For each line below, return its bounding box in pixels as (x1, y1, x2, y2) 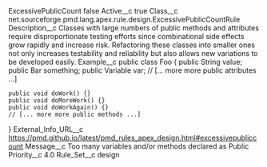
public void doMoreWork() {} (8, 97, 106, 105)
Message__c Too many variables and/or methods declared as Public (25, 141, 249, 151)
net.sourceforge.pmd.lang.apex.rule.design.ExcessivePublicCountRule (8, 14, 241, 24)
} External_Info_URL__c (8, 125, 84, 133)
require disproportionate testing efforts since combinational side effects (8, 32, 245, 41)
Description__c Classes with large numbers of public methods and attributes (8, 23, 260, 33)
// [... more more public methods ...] (8, 110, 141, 118)
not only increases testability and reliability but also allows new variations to (8, 49, 258, 58)
